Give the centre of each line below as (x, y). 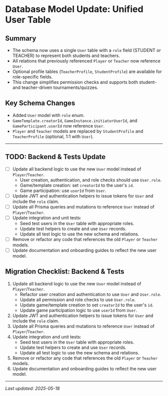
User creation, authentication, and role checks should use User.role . (91, 180)
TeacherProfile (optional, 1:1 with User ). (53, 136)
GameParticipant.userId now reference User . (58, 125)
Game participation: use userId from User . (63, 190)
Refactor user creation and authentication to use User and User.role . (90, 294)
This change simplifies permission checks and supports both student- (84, 82)
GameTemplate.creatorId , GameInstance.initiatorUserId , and (75, 120)
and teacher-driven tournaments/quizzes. (55, 87)
